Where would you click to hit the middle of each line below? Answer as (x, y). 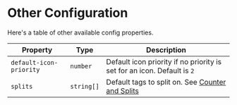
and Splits (122, 91)
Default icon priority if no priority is (164, 61)
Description (166, 49)
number (81, 66)
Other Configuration (68, 13)
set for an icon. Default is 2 (150, 70)
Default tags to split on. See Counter (166, 82)
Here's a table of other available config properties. (80, 32)
